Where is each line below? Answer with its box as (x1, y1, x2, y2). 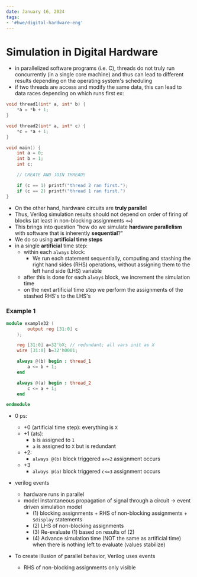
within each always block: (23, 248, 86, 255)
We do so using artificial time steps (14, 236, 103, 243)
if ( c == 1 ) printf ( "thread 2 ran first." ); (17, 182, 128, 188)
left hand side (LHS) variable (32, 267, 102, 274)
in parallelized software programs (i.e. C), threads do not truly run (14, 65, 175, 72)
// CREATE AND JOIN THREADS (17, 172, 86, 178)
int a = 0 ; (17, 150, 44, 156)
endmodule (6, 402, 31, 408)
